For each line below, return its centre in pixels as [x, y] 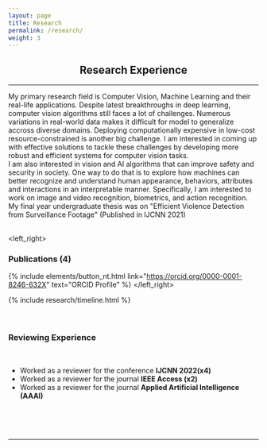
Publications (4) [40, 259]
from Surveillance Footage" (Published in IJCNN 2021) [97, 214]
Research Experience [133, 70]
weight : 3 [25, 38]
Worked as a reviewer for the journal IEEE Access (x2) [109, 379]
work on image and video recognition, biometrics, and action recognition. [128, 198]
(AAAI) [31, 396]
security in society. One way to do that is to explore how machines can [124, 172]
